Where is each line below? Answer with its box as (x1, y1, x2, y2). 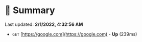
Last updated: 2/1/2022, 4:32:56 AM (5, 21, 83, 27)
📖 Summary (5, 5, 55, 16)
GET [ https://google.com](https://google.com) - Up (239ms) (12, 31, 137, 37)
